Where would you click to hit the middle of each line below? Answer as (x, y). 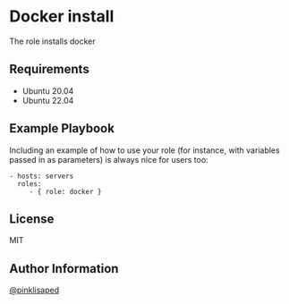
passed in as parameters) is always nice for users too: (109, 159)
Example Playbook (62, 128)
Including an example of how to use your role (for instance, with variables (144, 150)
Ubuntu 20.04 (48, 90)
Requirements (49, 69)
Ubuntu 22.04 (48, 100)
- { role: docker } (65, 191)
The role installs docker (52, 41)
